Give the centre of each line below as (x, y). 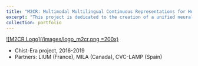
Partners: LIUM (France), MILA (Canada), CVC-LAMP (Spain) (88, 57)
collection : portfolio (34, 22)
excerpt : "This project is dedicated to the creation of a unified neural (100, 17)
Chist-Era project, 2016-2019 (49, 51)
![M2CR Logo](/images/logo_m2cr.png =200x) (62, 39)
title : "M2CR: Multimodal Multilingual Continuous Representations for (96, 11)
